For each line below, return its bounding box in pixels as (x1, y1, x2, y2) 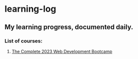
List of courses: (4, 38, 43, 44)
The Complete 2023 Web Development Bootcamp (11, 48, 113, 54)
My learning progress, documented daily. (4, 23, 133, 31)
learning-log (4, 3, 57, 15)
